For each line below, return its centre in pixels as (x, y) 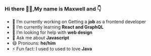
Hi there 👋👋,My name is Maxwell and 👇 (53, 9)
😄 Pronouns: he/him (34, 43)
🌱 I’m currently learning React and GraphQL (58, 27)
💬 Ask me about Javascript (40, 38)
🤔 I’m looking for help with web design (52, 32)
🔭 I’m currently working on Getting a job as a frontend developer (79, 22)
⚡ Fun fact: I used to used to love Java (52, 49)
